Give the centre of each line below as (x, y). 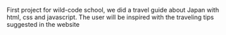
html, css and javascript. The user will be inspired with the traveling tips (110, 17)
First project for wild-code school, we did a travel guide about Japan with (113, 10)
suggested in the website (43, 24)
